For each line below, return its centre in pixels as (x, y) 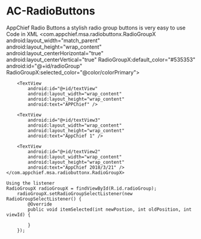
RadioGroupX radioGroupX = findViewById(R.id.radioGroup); (82, 188)
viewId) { (19, 214)
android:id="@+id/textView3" (64, 120)
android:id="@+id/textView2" (64, 151)
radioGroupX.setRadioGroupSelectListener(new (75, 193)
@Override (40, 204)
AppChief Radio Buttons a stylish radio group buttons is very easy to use (96, 28)
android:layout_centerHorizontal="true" (55, 53)
